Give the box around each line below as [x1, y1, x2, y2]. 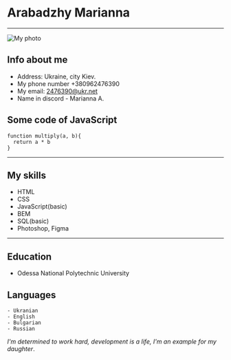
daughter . [7, 345, 36, 352]
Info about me [7, 54, 68, 66]
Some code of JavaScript [7, 114, 118, 126]
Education [7, 251, 52, 262]
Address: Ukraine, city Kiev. [16, 72, 96, 81]
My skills [7, 169, 47, 181]
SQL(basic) [16, 217, 49, 225]
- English [7, 313, 36, 320]
